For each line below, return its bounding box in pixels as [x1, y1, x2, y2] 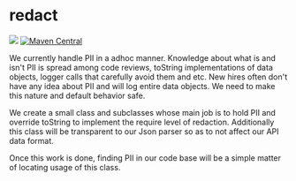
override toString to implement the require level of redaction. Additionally [9, 117, 275, 127]
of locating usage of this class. [9, 162, 121, 172]
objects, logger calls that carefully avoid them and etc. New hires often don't [9, 72, 288, 82]
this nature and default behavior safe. [9, 90, 146, 101]
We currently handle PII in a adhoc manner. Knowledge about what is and [9, 52, 277, 63]
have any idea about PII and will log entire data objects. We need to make [9, 80, 276, 91]
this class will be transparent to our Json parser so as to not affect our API [9, 125, 280, 137]
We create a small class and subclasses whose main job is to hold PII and [9, 107, 277, 117]
